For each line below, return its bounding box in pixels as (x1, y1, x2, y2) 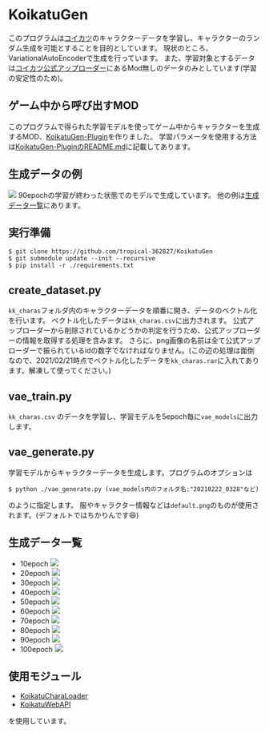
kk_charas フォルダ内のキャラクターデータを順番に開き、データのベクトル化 (8, 306, 258, 316)
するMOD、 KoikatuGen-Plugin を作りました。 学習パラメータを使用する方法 (8, 131, 258, 141)
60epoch (19, 606, 50, 616)
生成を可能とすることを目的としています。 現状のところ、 (22, 42, 213, 53)
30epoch (19, 578, 50, 587)
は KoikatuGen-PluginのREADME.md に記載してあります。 (8, 142, 195, 151)
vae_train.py (8, 389, 72, 403)
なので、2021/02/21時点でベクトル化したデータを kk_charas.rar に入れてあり (8, 356, 259, 365)
